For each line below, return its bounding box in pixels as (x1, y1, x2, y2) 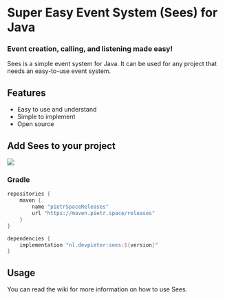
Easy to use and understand (17, 105, 97, 114)
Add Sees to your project (7, 140, 116, 152)
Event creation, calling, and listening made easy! (7, 44, 173, 54)
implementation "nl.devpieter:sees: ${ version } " (19, 241, 158, 249)
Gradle (7, 175, 30, 185)
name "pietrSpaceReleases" (32, 203, 109, 211)
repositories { (7, 191, 51, 198)
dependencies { (7, 235, 51, 242)
